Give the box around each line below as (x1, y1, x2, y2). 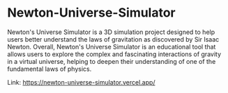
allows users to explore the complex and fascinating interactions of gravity (7, 50, 222, 58)
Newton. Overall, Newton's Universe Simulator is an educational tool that (7, 42, 216, 51)
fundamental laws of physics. (7, 65, 92, 73)
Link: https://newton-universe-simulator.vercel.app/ (7, 78, 155, 86)
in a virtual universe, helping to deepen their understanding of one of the (7, 57, 216, 65)
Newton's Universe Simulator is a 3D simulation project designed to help (7, 28, 215, 36)
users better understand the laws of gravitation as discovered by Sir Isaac (7, 35, 220, 43)
